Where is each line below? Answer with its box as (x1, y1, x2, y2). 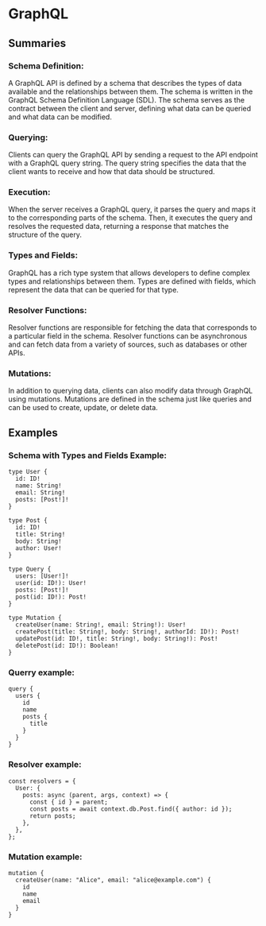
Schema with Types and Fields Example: (8, 450, 168, 461)
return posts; (29, 812, 77, 819)
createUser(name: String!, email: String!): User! (15, 621, 187, 629)
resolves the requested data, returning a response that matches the (8, 222, 229, 231)
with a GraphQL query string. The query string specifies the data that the (8, 158, 247, 168)
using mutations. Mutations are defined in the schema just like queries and (8, 394, 252, 404)
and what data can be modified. (8, 112, 113, 122)
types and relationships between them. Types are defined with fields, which (8, 276, 256, 286)
